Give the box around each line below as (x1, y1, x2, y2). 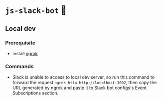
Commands (5, 63, 34, 70)
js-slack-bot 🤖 (5, 4, 67, 16)
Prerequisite (5, 39, 36, 46)
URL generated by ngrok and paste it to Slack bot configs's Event (12, 85, 147, 91)
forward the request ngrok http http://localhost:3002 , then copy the (12, 80, 157, 86)
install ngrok (12, 50, 38, 56)
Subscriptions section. (12, 90, 59, 96)
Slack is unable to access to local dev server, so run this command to (12, 74, 155, 80)
